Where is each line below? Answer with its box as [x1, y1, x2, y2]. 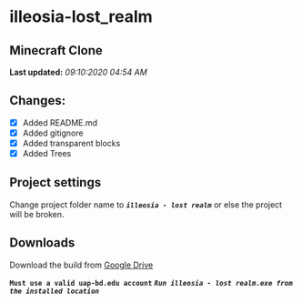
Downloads [9, 235, 75, 251]
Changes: [9, 93, 66, 108]
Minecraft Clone [9, 43, 103, 58]
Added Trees [22, 148, 72, 158]
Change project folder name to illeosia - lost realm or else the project [9, 198, 283, 210]
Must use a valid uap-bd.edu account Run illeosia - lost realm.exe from [9, 278, 293, 288]
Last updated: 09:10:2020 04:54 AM [9, 66, 147, 77]
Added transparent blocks [22, 137, 121, 148]
